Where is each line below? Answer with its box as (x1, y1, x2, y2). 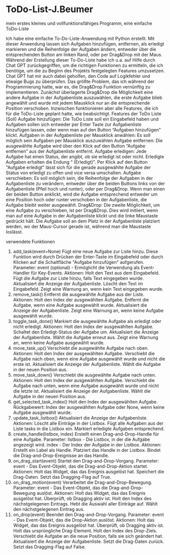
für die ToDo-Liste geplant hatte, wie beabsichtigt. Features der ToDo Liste (6, 110, 161, 117)
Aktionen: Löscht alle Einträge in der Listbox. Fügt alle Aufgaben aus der (13, 420, 164, 426)
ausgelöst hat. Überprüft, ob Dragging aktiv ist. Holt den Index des (13, 495, 152, 501)
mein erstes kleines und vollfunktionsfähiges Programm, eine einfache (6, 20, 152, 26)
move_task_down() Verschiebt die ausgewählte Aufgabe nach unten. (13, 372, 156, 378)
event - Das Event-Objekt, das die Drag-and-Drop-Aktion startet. (13, 463, 148, 469)
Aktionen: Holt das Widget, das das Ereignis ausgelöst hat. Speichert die (13, 469, 164, 475)
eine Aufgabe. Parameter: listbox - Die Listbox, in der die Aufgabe (13, 436, 150, 442)
